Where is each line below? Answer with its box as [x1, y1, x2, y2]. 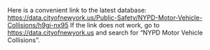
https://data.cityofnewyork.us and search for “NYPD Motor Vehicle [7, 28, 203, 37]
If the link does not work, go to [70, 21, 160, 29]
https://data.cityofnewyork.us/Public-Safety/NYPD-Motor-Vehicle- [7, 13, 203, 22]
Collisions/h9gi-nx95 [7, 21, 69, 29]
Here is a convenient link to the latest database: [7, 6, 147, 14]
